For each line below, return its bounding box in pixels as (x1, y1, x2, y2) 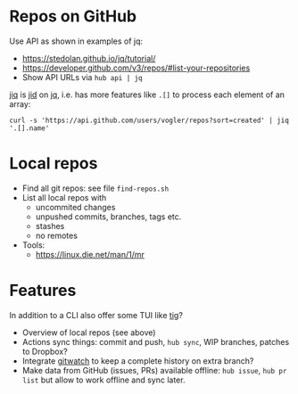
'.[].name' (9, 123, 50, 133)
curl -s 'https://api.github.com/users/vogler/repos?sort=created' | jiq (9, 116, 290, 125)
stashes (35, 220, 65, 231)
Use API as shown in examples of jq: (9, 36, 144, 46)
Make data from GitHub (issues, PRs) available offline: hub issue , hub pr (21, 365, 287, 375)
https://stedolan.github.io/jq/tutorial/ (21, 53, 156, 63)
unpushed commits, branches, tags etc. (35, 211, 182, 222)
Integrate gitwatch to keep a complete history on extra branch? (21, 355, 254, 366)
